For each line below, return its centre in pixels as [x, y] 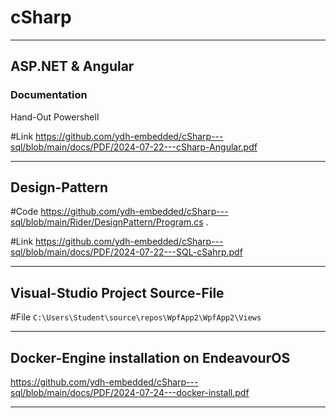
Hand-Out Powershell [55, 117]
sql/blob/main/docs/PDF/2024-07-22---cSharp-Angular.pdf [134, 147]
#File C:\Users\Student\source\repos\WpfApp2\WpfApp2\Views [136, 317]
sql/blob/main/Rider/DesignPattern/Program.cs [107, 222]
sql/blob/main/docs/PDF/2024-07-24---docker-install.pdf [130, 393]
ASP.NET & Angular [72, 66]
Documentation [49, 95]
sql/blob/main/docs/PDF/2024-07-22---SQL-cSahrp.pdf [126, 252]
